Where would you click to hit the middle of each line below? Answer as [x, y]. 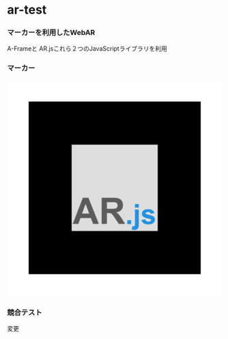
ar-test [27, 10]
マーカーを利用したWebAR [51, 33]
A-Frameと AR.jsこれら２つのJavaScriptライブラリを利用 [87, 49]
